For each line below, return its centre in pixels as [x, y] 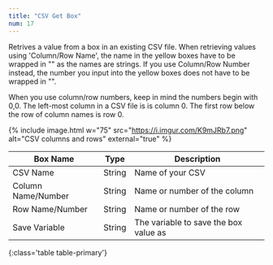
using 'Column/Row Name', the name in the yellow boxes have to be [122, 55]
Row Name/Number [50, 209]
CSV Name [33, 172]
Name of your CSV [169, 172]
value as [150, 232]
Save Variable [39, 227]
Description [197, 159]
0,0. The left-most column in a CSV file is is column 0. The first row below [132, 106]
